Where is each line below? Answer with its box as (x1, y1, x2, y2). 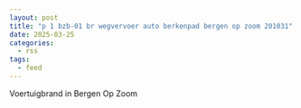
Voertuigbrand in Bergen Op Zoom (9, 87, 138, 99)
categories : (9, 38, 54, 48)
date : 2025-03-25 (9, 30, 75, 39)
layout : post (9, 13, 59, 22)
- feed (17, 64, 42, 73)
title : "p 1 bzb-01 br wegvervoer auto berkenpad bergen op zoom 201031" (9, 22, 294, 31)
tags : (9, 55, 30, 64)
